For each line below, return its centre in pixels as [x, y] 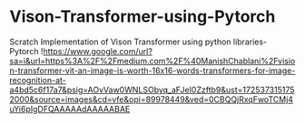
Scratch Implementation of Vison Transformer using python [120, 42]
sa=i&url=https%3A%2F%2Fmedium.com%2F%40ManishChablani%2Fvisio [152, 61]
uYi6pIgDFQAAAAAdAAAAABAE [70, 109]
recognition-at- [38, 80]
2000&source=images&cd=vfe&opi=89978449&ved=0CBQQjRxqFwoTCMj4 [151, 99]
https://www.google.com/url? [98, 51]
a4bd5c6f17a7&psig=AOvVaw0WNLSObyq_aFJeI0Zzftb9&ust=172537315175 [152, 90]
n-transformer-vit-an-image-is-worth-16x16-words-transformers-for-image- [152, 71]
